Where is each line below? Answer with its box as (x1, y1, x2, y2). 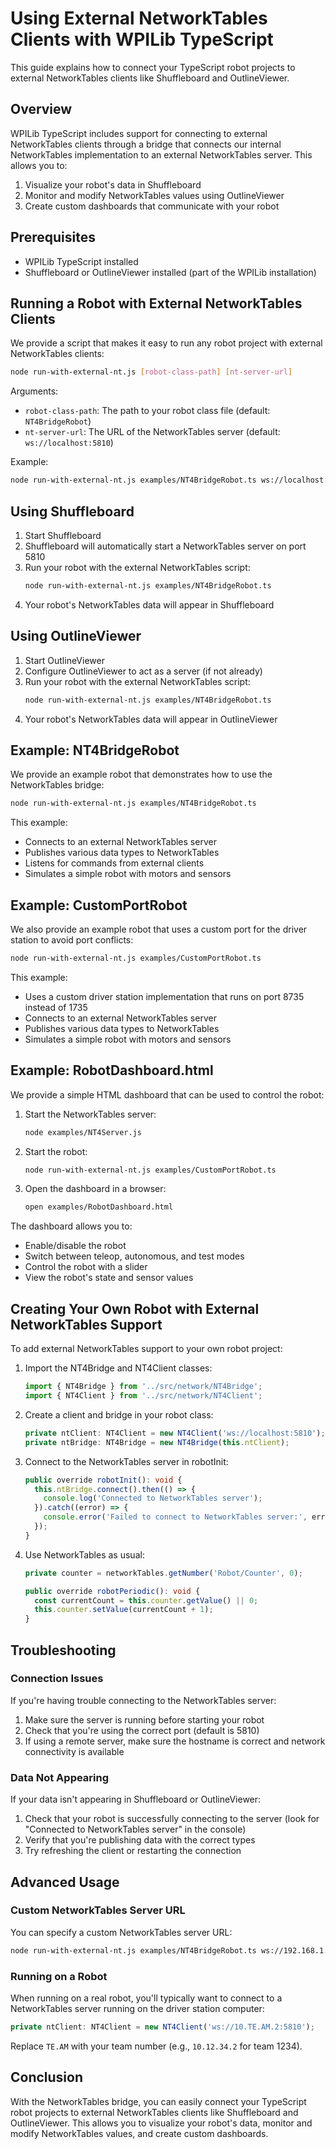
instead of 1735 (24, 1001, 88, 1013)
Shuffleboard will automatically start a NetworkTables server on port (24, 540, 307, 552)
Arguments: (10, 385, 59, 397)
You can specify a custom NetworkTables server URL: (10, 1926, 233, 1938)
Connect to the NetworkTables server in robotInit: (24, 1455, 229, 1467)
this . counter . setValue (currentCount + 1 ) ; (34, 1605, 214, 1615)
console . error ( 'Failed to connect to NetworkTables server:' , (43, 1512, 308, 1522)
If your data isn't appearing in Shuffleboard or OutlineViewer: (10, 1793, 262, 1806)
